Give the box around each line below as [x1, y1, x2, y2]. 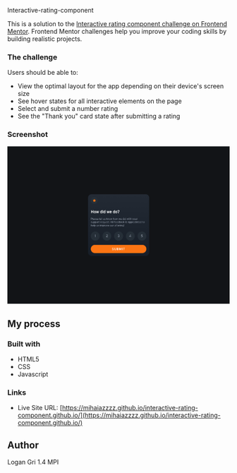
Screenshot [7, 130, 48, 140]
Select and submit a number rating [17, 104, 119, 113]
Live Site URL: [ [17, 404, 63, 412]
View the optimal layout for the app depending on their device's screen [17, 82, 224, 90]
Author [7, 439, 39, 451]
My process [7, 318, 61, 330]
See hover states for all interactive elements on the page [17, 97, 182, 105]
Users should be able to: [7, 68, 79, 77]
